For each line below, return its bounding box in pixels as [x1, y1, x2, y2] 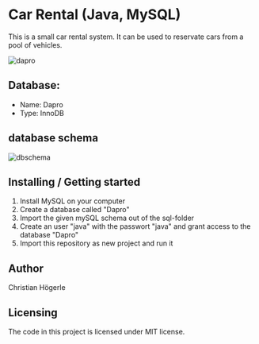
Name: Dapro [19, 99, 63, 109]
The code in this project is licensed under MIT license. [8, 327, 185, 336]
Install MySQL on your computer [19, 196, 126, 206]
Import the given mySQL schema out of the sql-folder [19, 213, 195, 223]
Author [8, 261, 44, 275]
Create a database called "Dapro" [19, 205, 130, 215]
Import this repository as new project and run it [19, 238, 173, 248]
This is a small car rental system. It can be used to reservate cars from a [8, 32, 244, 41]
